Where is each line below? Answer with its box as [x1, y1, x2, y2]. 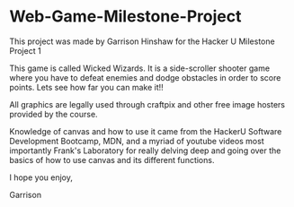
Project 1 [9, 45, 42, 56]
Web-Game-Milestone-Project [9, 6, 242, 27]
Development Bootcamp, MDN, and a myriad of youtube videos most [9, 135, 264, 146]
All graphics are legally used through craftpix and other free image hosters [9, 99, 286, 109]
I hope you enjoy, [9, 172, 74, 183]
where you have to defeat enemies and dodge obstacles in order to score [9, 72, 281, 82]
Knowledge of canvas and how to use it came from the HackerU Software [9, 125, 282, 136]
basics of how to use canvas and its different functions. [9, 154, 215, 165]
